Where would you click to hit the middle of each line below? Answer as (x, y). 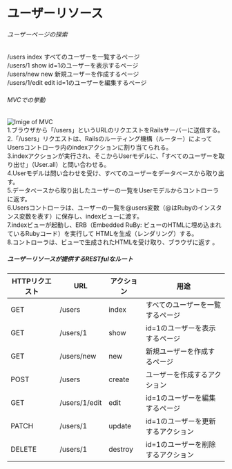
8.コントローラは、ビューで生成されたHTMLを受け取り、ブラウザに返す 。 (113, 242)
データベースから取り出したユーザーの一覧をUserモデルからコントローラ (116, 190)
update (120, 426)
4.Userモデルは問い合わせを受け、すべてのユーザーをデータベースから (107, 173)
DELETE (23, 449)
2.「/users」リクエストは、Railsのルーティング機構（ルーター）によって (110, 139)
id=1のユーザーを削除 (181, 444)
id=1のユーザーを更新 (181, 421)
